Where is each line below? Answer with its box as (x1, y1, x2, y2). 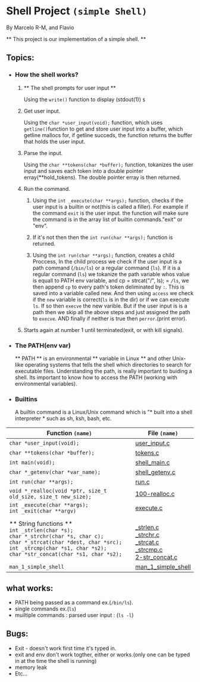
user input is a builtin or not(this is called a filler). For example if (32, 203, 189, 210)
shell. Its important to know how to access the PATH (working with (14, 374, 177, 381)
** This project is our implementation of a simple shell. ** (6, 35, 146, 42)
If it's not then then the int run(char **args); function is (32, 234, 173, 241)
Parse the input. (23, 149, 63, 156)
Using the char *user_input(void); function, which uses (23, 119, 163, 126)
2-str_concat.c (135, 553, 177, 562)
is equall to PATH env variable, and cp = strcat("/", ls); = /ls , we (32, 277, 189, 284)
